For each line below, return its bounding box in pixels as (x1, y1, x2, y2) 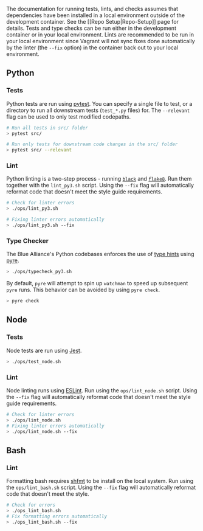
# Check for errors (6, 502, 56, 508)
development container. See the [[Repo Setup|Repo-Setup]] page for (6, 18, 179, 25)
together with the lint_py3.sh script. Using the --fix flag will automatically (6, 182, 194, 189)
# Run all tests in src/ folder (6, 125, 88, 131)
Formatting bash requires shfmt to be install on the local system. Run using (6, 477, 194, 485)
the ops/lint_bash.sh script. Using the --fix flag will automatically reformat (6, 484, 196, 491)
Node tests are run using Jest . (6, 347, 82, 354)
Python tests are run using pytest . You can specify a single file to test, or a (6, 100, 193, 107)
